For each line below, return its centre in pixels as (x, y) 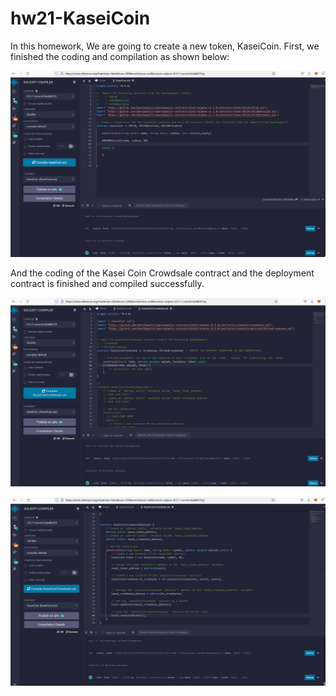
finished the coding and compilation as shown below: (120, 56)
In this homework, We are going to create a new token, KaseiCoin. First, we (165, 46)
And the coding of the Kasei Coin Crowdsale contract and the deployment (162, 273)
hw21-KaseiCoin (80, 18)
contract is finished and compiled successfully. (107, 283)
